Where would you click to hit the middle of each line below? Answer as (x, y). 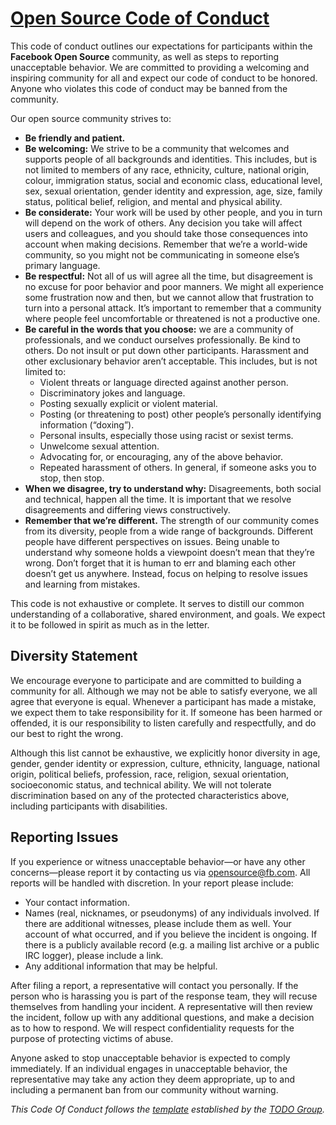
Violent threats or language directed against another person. (164, 382)
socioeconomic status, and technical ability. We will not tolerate (141, 784)
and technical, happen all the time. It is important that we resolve (158, 499)
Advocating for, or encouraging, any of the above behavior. (161, 456)
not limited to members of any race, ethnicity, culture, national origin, (167, 169)
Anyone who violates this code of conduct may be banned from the (149, 88)
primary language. (62, 265)
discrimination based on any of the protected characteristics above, (150, 795)
